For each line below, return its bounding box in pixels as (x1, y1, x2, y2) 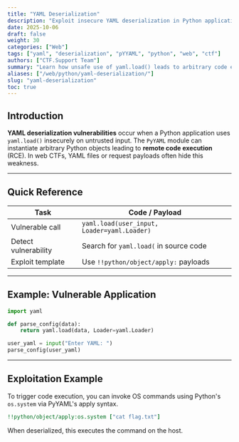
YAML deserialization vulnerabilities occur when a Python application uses (7, 129, 230, 138)
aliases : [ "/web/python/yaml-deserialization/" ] (7, 70, 154, 77)
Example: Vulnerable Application (7, 289, 156, 301)
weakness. (7, 159, 39, 168)
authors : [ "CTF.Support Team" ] (7, 57, 100, 64)
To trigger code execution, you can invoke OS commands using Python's (7, 391, 221, 400)
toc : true (7, 83, 37, 91)
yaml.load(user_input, (81, 219, 159, 227)
